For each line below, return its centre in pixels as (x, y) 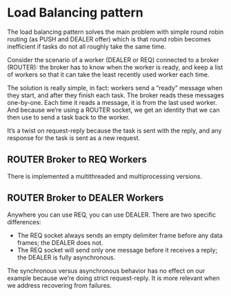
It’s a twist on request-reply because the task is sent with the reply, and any (114, 130)
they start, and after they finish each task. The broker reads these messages (115, 95)
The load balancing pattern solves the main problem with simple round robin (115, 32)
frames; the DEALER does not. (60, 242)
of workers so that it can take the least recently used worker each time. (108, 75)
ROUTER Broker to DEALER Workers (86, 198)
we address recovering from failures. (60, 285)
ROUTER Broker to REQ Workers (77, 160)
